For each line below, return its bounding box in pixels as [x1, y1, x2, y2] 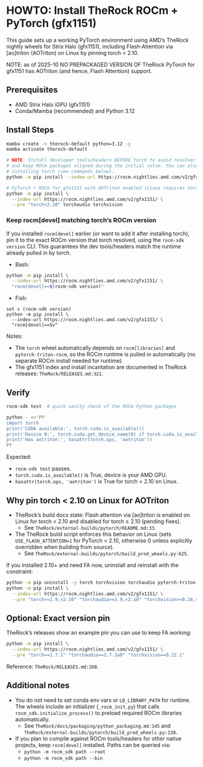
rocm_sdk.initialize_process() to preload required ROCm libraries [14, 709, 182, 716]
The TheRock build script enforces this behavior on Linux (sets [14, 530, 172, 538]
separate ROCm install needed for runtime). [14, 357, 124, 364]
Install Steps [6, 125, 54, 135]
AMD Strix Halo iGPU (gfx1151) [14, 101, 91, 108]
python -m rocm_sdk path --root [24, 749, 106, 755]
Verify [6, 387, 30, 398]
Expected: [6, 453, 32, 460]
